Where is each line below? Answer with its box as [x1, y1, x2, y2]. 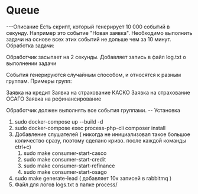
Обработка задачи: [6, 42, 55, 49]
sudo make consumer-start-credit [23, 156, 106, 163]
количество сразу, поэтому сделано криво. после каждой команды [14, 137, 186, 144]
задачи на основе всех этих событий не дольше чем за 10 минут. [6, 35, 171, 43]
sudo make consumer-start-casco [23, 149, 107, 157]
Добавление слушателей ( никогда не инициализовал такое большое [14, 131, 190, 138]
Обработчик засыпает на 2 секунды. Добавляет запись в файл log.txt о [6, 53, 186, 60]
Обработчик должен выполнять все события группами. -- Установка [6, 106, 180, 114]
